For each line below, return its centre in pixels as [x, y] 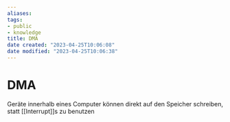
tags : [15, 20]
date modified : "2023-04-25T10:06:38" [62, 52]
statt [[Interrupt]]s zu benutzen [51, 111]
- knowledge [24, 32]
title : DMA [23, 39]
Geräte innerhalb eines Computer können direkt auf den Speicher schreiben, [115, 104]
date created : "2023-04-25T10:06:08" [61, 45]
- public [20, 26]
